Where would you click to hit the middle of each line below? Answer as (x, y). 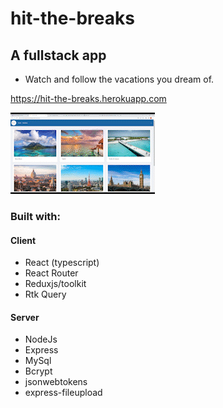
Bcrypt (38, 371)
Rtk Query (45, 294)
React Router (51, 273)
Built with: (35, 216)
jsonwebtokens (56, 382)
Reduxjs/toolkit (55, 284)
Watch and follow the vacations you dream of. (119, 79)
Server (25, 317)
